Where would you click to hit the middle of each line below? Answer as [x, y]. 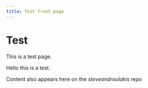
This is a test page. [29, 57]
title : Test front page [35, 11]
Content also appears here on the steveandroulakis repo [74, 79]
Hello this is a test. [28, 68]
